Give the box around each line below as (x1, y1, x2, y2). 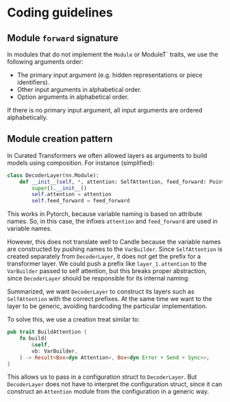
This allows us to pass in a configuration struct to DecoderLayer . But (7, 373, 197, 381)
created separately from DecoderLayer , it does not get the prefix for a (7, 252, 201, 261)
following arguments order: (7, 58, 84, 66)
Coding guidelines (7, 5, 113, 21)
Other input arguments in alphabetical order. (16, 86, 142, 93)
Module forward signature (7, 32, 118, 44)
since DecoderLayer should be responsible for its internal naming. (7, 274, 190, 283)
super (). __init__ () (31, 185, 88, 191)
